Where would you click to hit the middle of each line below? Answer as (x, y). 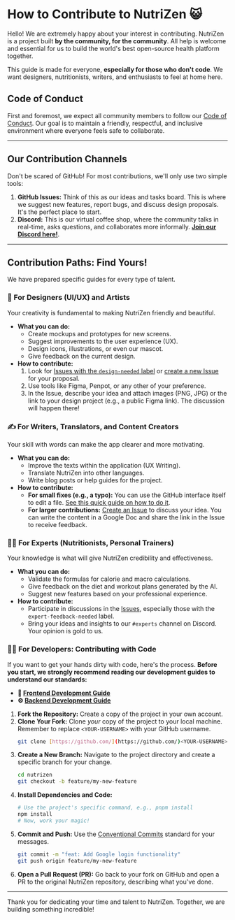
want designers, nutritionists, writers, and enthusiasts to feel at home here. (115, 77)
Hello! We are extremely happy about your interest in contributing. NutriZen (116, 34)
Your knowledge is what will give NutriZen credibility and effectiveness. (110, 558)
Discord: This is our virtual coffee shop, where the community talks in (118, 219)
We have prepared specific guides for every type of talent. (92, 280)
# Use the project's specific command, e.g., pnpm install (105, 808)
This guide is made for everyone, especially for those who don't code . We (115, 69)
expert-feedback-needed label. (71, 616)
